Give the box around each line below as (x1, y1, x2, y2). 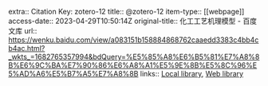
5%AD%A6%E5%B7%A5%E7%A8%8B (8, 69, 139, 78)
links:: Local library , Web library (140, 69, 244, 78)
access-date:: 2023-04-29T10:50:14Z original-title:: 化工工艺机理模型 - (8, 16, 242, 25)
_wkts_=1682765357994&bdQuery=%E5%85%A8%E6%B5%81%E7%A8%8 (8, 52, 260, 61)
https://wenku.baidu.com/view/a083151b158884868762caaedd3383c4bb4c (8, 35, 259, 45)
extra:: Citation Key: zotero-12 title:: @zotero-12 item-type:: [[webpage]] (8, 7, 245, 16)
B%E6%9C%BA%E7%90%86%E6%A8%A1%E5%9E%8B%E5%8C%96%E (8, 61, 258, 70)
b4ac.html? (8, 44, 45, 53)
